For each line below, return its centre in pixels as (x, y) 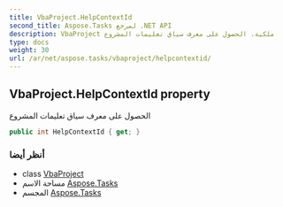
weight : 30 (29, 50)
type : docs (29, 42)
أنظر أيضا (27, 154)
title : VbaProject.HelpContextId (71, 17)
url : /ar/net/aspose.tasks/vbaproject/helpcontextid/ (111, 58)
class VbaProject (53, 173)
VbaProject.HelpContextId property (110, 94)
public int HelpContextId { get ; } (75, 132)
